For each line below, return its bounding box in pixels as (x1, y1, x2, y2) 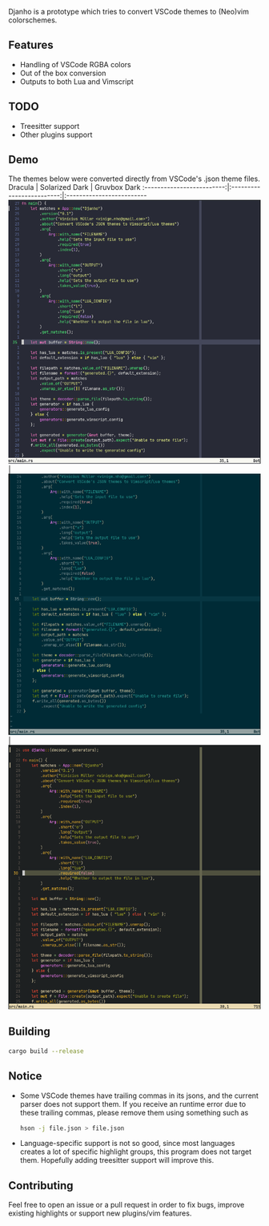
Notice (8, 1069, 42, 1083)
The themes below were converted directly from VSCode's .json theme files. (8, 174, 260, 183)
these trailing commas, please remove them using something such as (19, 1107, 249, 1117)
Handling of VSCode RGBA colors (19, 59, 131, 69)
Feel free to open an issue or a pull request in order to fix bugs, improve (8, 1200, 245, 1210)
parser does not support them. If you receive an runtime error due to (19, 1099, 247, 1108)
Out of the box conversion (19, 68, 106, 78)
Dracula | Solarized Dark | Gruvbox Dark (8, 183, 141, 192)
